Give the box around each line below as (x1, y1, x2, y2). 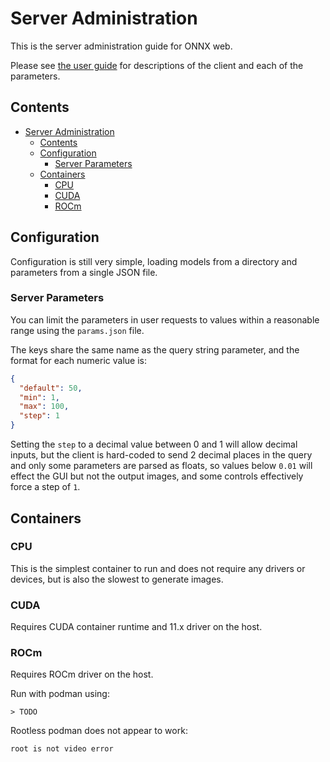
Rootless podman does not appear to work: (10, 725, 188, 737)
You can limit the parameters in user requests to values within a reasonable (10, 313, 320, 326)
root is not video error (10, 744, 114, 754)
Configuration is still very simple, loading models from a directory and (10, 255, 298, 267)
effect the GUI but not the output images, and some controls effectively (10, 470, 304, 482)
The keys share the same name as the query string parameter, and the (10, 343, 300, 356)
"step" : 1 (19, 411, 60, 421)
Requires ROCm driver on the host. (10, 668, 154, 681)
